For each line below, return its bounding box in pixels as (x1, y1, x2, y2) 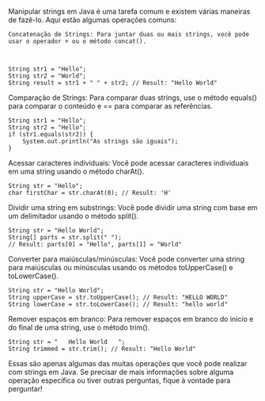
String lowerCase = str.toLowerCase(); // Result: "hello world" (8, 300, 228, 308)
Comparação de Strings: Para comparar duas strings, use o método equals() (8, 93, 257, 102)
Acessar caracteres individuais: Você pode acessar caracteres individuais (8, 158, 249, 167)
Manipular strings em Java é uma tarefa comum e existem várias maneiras (8, 7, 251, 16)
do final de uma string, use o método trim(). (8, 323, 150, 332)
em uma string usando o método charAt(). (8, 166, 145, 176)
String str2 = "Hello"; (8, 124, 87, 132)
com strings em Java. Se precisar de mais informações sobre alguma (8, 368, 234, 376)
